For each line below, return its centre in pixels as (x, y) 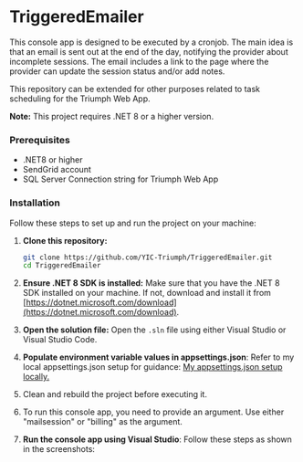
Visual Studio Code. (60, 340)
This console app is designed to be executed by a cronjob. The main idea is (151, 42)
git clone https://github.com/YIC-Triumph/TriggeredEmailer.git (147, 257)
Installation (35, 203)
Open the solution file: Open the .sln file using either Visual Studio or (154, 330)
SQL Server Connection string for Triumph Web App (120, 179)
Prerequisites (40, 140)
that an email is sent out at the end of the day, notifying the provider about (149, 51)
